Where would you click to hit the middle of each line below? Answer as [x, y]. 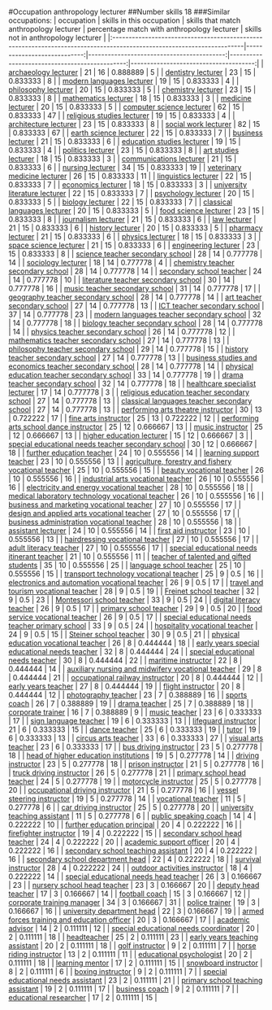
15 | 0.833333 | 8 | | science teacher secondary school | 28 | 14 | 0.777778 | [135, 254]
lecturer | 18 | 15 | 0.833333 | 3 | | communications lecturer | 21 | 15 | [123, 159]
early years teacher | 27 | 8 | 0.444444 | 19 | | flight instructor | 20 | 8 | [127, 686]
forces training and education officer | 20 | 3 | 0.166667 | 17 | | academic [129, 920]
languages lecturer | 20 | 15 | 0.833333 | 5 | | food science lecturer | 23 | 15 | [136, 210]
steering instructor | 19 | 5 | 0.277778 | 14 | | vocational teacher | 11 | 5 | [127, 798]
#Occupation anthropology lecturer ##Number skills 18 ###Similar [119, 12]
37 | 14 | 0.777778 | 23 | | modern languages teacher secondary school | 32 [135, 314]
